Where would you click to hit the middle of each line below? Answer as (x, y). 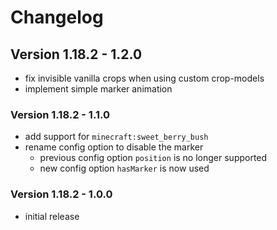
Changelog (57, 17)
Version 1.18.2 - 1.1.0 (60, 114)
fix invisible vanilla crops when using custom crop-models (144, 78)
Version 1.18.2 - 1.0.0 (61, 194)
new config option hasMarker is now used (124, 168)
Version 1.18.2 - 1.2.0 (76, 54)
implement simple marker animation (98, 89)
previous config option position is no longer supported (153, 158)
